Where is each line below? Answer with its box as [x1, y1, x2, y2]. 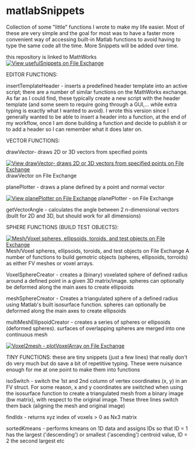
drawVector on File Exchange [6, 172, 77, 179]
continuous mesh [6, 331, 48, 338]
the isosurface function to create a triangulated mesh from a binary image [6, 390, 184, 397]
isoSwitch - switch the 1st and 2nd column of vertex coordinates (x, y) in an [6, 377, 187, 384]
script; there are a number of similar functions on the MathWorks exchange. [6, 88, 188, 95]
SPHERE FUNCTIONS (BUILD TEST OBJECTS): [6, 223, 119, 230]
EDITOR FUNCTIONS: [6, 71, 58, 78]
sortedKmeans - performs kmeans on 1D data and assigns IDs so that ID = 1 [6, 425, 188, 432]
